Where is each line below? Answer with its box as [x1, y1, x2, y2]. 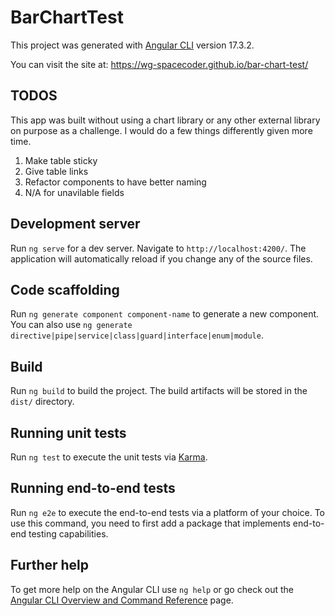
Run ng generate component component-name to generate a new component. [10, 308, 320, 320]
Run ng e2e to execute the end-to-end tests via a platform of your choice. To [10, 506, 326, 518]
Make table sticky [24, 154, 98, 166]
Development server [10, 216, 141, 233]
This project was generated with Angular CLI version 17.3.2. [10, 39, 255, 51]
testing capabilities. [28, 527, 109, 540]
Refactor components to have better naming [24, 176, 207, 188]
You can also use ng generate [10, 319, 133, 331]
